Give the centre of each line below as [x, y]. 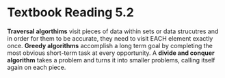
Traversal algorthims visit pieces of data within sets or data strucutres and [113, 31]
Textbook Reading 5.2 [71, 13]
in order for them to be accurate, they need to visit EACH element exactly [110, 38]
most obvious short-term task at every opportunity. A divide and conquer [111, 53]
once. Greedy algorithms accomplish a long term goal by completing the [110, 45]
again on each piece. [37, 67]
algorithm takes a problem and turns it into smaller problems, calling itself [111, 60]
